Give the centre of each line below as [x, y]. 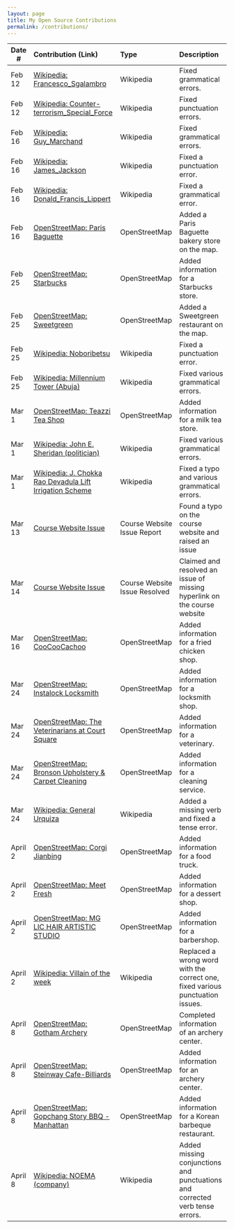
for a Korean [200, 1117]
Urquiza [46, 819]
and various [198, 478]
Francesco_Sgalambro [70, 84]
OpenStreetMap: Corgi [70, 848]
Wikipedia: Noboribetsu [72, 353]
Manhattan [51, 1125]
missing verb [200, 810]
